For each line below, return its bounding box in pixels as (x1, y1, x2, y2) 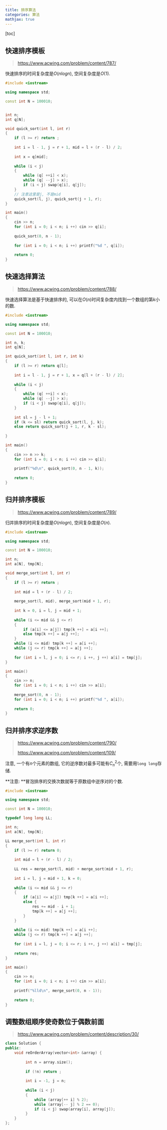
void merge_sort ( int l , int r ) (5, 571, 71, 576)
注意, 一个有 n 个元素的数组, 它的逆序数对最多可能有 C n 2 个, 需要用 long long (5, 759, 157, 767)
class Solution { (5, 1041, 42, 1046)
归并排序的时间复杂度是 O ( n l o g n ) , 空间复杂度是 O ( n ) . (5, 519, 111, 525)
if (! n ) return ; (25, 1069, 62, 1074)
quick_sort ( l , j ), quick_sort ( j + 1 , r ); (14, 196, 102, 202)
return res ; (14, 951, 39, 956)
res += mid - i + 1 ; (32, 904, 75, 909)
